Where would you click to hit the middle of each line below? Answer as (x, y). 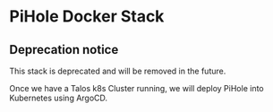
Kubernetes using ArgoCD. (59, 98)
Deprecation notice (64, 50)
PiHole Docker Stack (87, 17)
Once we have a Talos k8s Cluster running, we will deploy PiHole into (136, 88)
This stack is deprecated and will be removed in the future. (118, 71)
